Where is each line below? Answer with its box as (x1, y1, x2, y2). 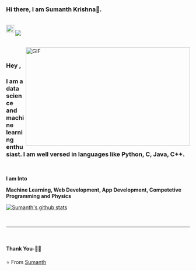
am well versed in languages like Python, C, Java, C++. (26, 150, 185, 158)
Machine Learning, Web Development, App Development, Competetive (6, 186, 182, 193)
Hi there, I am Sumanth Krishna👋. (6, 5, 102, 13)
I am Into (6, 175, 27, 182)
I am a (6, 77, 23, 85)
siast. (6, 150, 22, 158)
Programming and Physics (6, 192, 72, 199)
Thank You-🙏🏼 (6, 245, 42, 252)
